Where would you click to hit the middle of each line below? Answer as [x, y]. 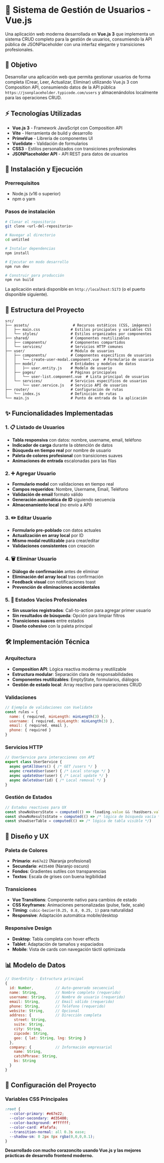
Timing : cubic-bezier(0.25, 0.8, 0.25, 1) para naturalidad [72, 910]
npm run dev [17, 266]
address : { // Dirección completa [55, 1015]
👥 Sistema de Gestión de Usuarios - [78, 10]
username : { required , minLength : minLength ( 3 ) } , [62, 721]
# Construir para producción [35, 275]
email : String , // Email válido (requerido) [62, 1001]
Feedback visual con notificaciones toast [54, 581]
